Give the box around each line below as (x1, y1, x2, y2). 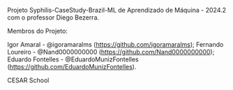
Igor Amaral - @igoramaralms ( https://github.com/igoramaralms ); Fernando (7, 40, 224, 48)
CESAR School (7, 76, 50, 84)
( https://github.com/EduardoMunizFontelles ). (7, 63, 137, 70)
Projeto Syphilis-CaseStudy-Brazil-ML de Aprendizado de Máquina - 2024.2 (7, 6, 227, 14)
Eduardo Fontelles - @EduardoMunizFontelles (7, 55, 139, 63)
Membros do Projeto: (7, 27, 68, 35)
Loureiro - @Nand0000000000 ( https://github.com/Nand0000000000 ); (7, 48, 215, 56)
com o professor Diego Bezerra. (7, 13, 100, 22)
